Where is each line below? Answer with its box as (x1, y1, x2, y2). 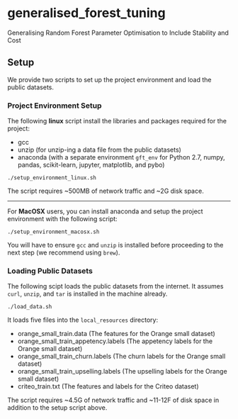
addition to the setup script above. (7, 403, 108, 412)
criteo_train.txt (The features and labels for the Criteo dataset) (17, 382, 200, 391)
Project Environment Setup (7, 101, 102, 111)
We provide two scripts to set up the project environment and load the (7, 75, 212, 84)
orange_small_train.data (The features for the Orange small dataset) (17, 330, 216, 338)
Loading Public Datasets (7, 266, 93, 276)
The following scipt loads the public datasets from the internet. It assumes (7, 282, 224, 291)
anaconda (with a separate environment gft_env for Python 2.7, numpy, (17, 153, 225, 162)
